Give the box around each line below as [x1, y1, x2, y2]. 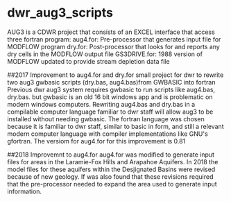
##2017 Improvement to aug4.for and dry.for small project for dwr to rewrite [7, 71, 224, 79]
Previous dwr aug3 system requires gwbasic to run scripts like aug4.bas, [7, 85, 216, 94]
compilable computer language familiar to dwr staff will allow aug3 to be [7, 107, 214, 116]
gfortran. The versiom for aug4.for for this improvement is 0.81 [7, 137, 186, 145]
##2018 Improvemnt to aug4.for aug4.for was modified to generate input [7, 150, 215, 159]
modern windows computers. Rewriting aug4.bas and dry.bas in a [7, 100, 196, 108]
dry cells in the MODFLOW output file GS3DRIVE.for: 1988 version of [7, 50, 203, 58]
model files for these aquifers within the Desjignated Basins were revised [7, 165, 216, 173]
